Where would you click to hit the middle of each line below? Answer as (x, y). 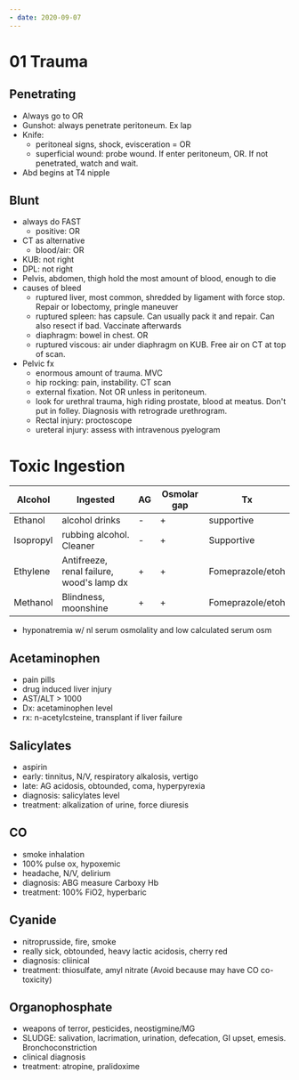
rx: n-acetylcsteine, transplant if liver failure (102, 718)
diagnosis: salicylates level (71, 795)
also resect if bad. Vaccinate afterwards (109, 326)
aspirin (35, 767)
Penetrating (43, 94)
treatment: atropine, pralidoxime (81, 1067)
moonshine (85, 608)
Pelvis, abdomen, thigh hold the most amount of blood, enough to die (149, 279)
